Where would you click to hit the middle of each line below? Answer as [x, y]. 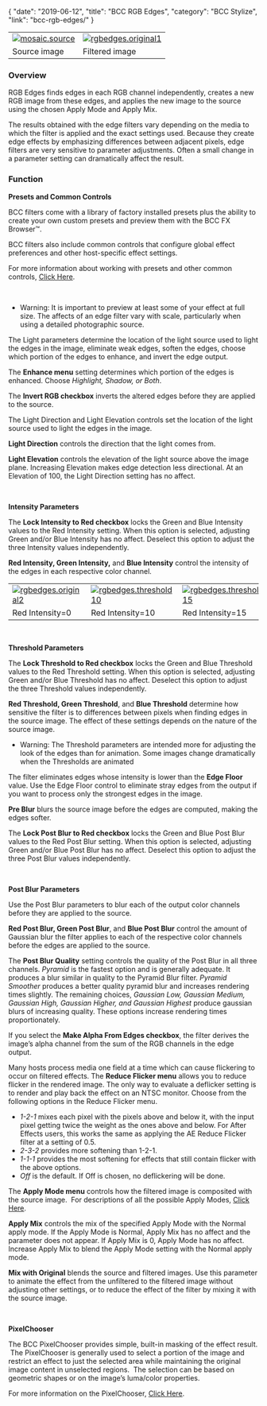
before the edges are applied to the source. [79, 945]
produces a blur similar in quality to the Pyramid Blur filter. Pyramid [118, 978]
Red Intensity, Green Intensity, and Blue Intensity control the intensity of [129, 563]
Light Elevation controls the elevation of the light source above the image [128, 459]
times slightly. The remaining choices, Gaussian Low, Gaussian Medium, [127, 994]
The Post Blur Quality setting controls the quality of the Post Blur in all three [133, 960]
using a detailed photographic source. [82, 324]
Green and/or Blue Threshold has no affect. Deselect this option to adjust [128, 680]
